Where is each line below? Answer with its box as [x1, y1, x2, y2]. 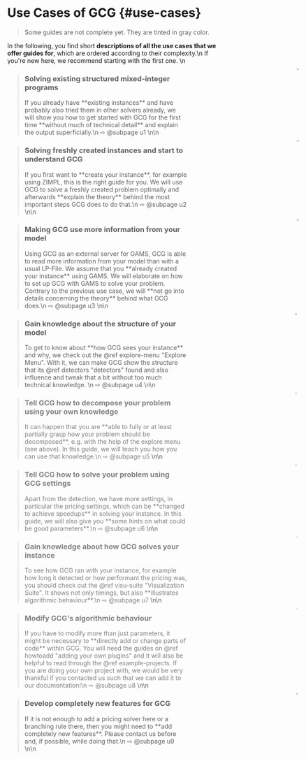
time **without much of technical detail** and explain [24, 121, 178, 129]
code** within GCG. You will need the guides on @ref [24, 644, 178, 653]
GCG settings [24, 479, 71, 489]
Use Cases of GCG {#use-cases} [7, 5, 201, 21]
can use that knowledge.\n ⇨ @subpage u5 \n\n [24, 452, 163, 461]
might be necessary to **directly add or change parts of [24, 637, 187, 645]
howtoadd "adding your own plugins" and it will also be [24, 651, 184, 660]
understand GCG [24, 154, 83, 164]
